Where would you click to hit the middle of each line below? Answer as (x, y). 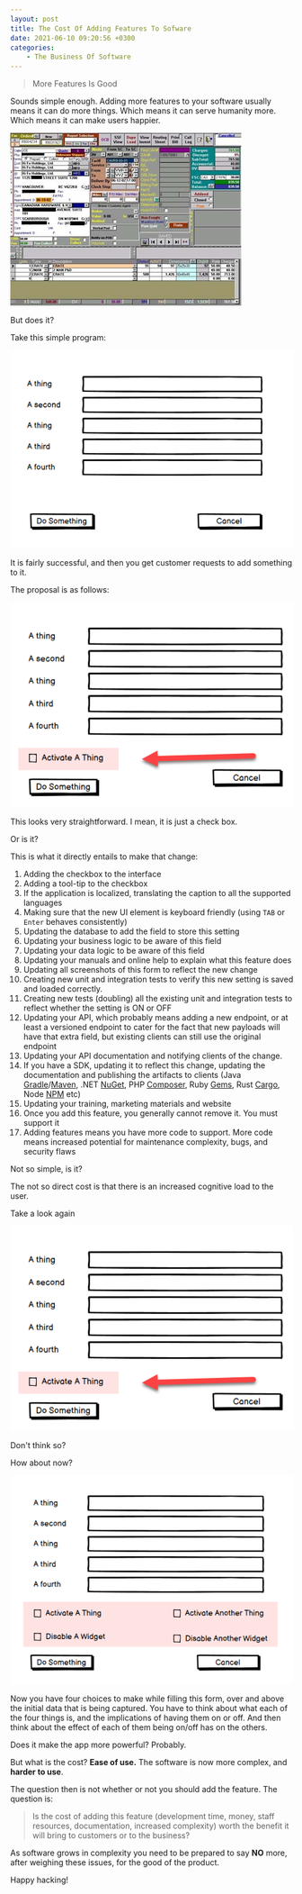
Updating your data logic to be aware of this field (114, 950)
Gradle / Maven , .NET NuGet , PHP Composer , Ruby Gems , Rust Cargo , (151, 1084)
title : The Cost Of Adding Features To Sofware (101, 28)
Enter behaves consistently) (75, 921)
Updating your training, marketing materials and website (127, 1103)
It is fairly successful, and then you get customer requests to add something (151, 562)
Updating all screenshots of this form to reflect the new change (141, 969)
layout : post (35, 19)
